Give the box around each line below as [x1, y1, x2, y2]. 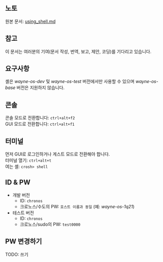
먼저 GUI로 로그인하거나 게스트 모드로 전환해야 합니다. [5, 151, 110, 157]
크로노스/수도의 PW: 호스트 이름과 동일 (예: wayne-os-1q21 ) [19, 203, 135, 209]
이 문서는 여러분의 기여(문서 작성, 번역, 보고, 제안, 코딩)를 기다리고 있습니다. [5, 48, 152, 54]
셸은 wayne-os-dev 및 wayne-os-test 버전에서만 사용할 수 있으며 [5, 79, 135, 85]
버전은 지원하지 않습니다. [16, 85, 65, 90]
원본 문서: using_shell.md [5, 18, 56, 24]
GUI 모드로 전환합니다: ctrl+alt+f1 [5, 121, 75, 127]
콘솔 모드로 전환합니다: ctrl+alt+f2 [5, 115, 75, 121]
